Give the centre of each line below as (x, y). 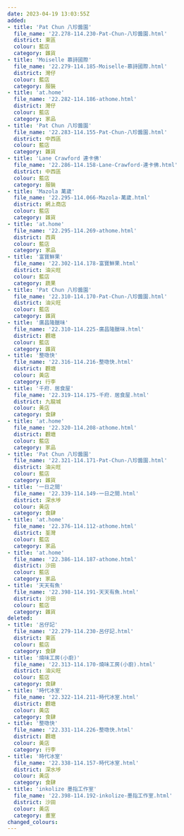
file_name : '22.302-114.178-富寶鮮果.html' (76, 264)
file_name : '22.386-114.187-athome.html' (75, 559)
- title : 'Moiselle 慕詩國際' (49, 60)
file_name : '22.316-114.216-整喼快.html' (74, 362)
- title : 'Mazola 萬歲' (41, 192)
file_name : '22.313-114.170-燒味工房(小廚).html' (85, 664)
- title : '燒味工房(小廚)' (44, 658)
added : (17, 20)
